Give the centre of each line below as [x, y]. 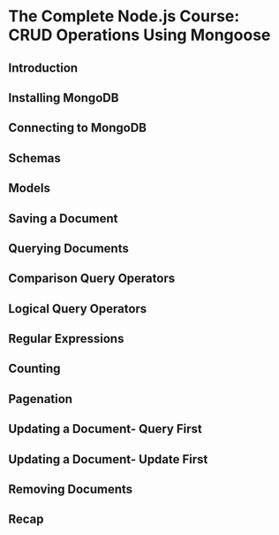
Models [29, 188]
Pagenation [40, 399]
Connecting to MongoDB [78, 128]
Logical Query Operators [78, 309]
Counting [34, 369]
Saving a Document [63, 218]
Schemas [34, 158]
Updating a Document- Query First [105, 429]
